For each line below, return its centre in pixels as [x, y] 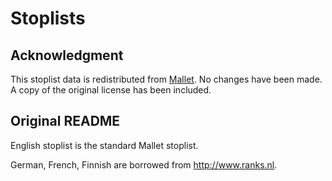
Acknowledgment [67, 55]
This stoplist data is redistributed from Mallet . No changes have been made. [166, 79]
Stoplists [48, 18]
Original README [65, 121]
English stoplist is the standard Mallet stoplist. [104, 145]
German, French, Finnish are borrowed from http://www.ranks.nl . [144, 164]
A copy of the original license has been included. [111, 90]
